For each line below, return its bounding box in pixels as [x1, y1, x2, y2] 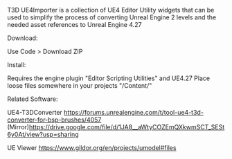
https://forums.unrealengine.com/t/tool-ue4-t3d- [63, 109, 204, 116]
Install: [7, 61, 26, 68]
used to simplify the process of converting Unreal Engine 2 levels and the [7, 13, 217, 21]
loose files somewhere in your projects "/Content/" [7, 82, 152, 89]
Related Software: [7, 95, 58, 103]
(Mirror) [7, 123, 30, 131]
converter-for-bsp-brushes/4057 [7, 115, 102, 124]
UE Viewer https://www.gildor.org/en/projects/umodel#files [7, 144, 177, 151]
